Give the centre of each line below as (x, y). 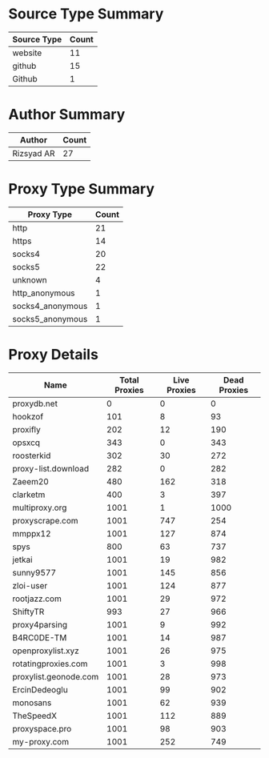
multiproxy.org (40, 507)
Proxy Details (53, 355)
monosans (32, 703)
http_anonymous (44, 293)
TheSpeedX (35, 716)
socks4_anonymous (50, 306)
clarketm (29, 495)
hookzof (28, 416)
